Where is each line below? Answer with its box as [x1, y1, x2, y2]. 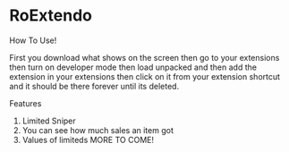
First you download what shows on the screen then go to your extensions [9, 52, 280, 63]
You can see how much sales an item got [21, 124, 174, 135]
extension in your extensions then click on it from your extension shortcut [9, 71, 280, 81]
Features [9, 97, 42, 108]
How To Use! [9, 35, 57, 46]
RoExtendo [9, 5, 92, 26]
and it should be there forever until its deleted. [9, 80, 180, 91]
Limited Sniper [21, 115, 76, 126]
